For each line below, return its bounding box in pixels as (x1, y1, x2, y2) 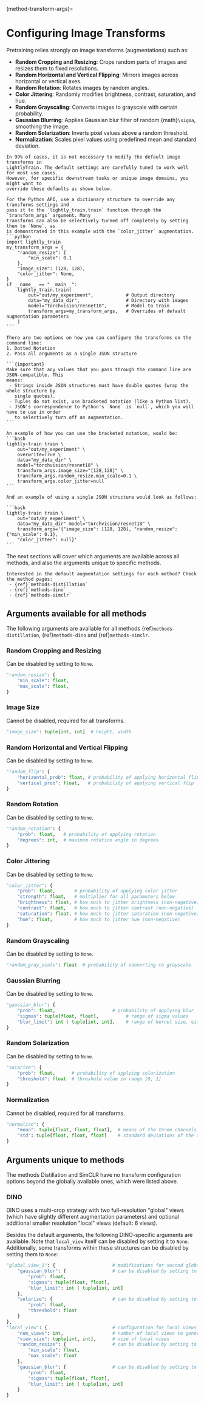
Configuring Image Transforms (6, 27, 166, 40)
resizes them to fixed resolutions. (15, 64, 99, 72)
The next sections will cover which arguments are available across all (6, 552, 180, 560)
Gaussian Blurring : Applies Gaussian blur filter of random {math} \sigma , (15, 116, 196, 123)
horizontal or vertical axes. (15, 77, 82, 84)
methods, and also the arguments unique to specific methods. (6, 559, 161, 566)
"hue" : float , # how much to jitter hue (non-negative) (17, 916, 181, 922)
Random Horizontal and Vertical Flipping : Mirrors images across (15, 71, 178, 78)
